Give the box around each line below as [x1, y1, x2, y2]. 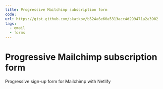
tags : [5, 21, 16, 26]
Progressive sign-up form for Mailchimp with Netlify [5, 78, 111, 84]
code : [5, 12, 16, 17]
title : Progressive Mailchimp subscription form [5, 7, 108, 12]
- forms [9, 30, 26, 35]
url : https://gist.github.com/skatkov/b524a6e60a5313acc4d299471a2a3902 [5, 16, 159, 21]
